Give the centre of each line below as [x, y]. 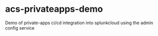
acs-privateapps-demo [54, 9]
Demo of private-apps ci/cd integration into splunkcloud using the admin [79, 23]
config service [20, 28]
